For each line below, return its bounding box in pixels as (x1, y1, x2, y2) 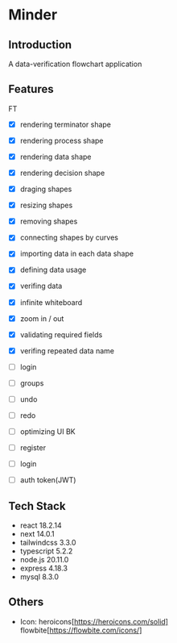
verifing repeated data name (19, 345, 115, 356)
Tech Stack (8, 499, 66, 513)
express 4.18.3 (19, 563, 68, 574)
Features (8, 82, 54, 96)
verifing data (19, 281, 63, 291)
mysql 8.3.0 (19, 572, 59, 582)
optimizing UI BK (19, 427, 76, 436)
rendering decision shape (19, 168, 105, 177)
